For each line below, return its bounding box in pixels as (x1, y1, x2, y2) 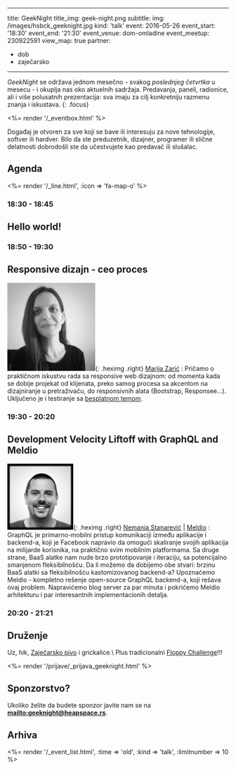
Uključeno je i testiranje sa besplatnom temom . (7, 394, 143, 402)
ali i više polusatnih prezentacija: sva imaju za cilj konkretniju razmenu (7, 93, 210, 101)
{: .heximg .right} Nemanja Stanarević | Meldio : (73, 523, 211, 532)
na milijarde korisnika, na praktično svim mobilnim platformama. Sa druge (7, 545, 219, 554)
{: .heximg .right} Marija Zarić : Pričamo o (95, 364, 214, 373)
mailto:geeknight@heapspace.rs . (7, 708, 107, 717)
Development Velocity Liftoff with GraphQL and (7, 434, 219, 446)
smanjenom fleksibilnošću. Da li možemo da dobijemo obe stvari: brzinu (7, 561, 216, 569)
